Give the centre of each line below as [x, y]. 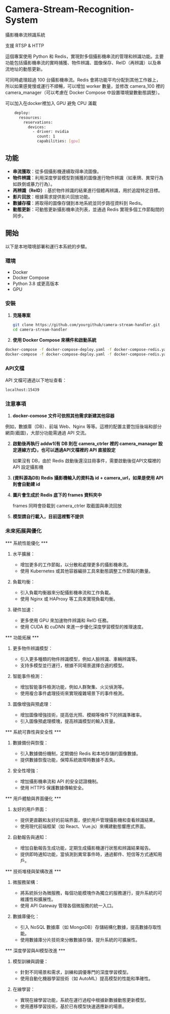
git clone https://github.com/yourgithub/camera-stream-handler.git [86, 325]
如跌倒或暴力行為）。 [34, 184]
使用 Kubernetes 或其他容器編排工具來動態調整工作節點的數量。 [87, 571]
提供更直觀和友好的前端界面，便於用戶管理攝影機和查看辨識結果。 [89, 820]
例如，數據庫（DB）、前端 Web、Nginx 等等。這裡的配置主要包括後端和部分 [83, 426]
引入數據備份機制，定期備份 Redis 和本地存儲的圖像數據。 [80, 753]
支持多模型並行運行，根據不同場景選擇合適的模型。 [73, 665]
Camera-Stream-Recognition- [70, 9]
